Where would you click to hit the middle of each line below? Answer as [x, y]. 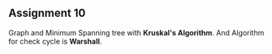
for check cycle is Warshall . [55, 41]
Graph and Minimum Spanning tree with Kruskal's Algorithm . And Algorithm [136, 32]
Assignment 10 [47, 13]
